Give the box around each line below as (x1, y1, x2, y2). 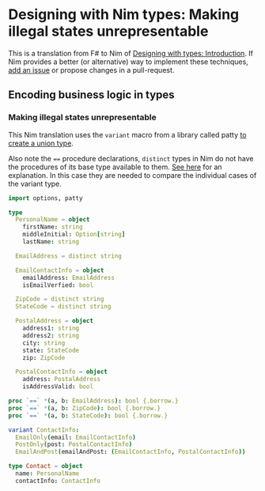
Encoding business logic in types (8, 89, 176, 102)
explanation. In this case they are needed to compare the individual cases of (8, 170, 257, 179)
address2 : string (22, 331, 80, 339)
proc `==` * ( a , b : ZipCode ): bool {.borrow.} (8, 404, 161, 412)
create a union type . (8, 138, 74, 148)
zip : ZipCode (22, 353, 66, 361)
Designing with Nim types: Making (8, 6, 240, 24)
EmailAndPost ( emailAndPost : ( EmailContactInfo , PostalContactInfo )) (15, 448, 246, 456)
